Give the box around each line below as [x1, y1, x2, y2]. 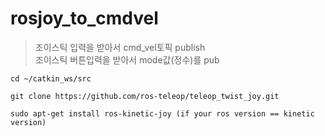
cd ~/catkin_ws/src [10, 73, 92, 84]
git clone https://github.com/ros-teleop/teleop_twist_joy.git [10, 91, 280, 101]
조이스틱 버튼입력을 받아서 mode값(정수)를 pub [34, 53, 220, 66]
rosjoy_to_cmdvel [10, 7, 159, 30]
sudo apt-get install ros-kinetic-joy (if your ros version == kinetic [10, 108, 315, 119]
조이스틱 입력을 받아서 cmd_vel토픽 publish [34, 41, 206, 53]
